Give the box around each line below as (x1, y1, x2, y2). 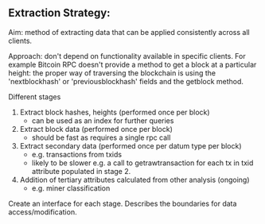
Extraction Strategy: (8, 6, 111, 20)
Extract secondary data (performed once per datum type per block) (19, 141, 242, 150)
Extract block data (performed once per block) (19, 124, 173, 133)
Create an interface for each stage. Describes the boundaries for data (8, 199, 237, 208)
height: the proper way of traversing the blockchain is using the (8, 68, 216, 78)
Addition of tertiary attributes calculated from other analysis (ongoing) (19, 175, 250, 184)
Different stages (8, 91, 61, 102)
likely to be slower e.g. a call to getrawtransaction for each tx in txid (31, 158, 254, 168)
